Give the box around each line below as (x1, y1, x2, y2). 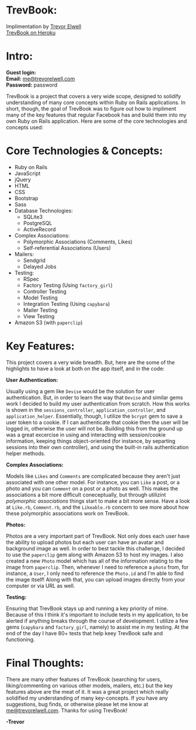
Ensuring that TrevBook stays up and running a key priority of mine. (6, 605, 169, 612)
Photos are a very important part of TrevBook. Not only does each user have (6, 532, 190, 539)
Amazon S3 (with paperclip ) (14, 319, 83, 326)
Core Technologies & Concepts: (6, 144, 163, 158)
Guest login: (6, 68, 37, 76)
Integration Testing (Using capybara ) (23, 300, 110, 307)
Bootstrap (14, 194, 38, 202)
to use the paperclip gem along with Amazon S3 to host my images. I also (6, 551, 184, 558)
